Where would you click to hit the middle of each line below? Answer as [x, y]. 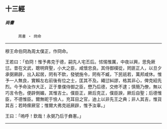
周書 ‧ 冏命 [30, 36]
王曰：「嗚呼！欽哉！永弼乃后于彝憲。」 [44, 116]
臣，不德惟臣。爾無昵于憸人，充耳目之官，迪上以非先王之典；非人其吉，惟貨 [83, 99]
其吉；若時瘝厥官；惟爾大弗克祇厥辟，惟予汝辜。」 [56, 106]
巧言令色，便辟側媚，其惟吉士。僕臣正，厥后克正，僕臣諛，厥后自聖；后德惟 [83, 93]
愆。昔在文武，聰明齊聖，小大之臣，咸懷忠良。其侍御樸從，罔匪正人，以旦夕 [83, 68]
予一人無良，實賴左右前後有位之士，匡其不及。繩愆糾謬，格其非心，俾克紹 [81, 81]
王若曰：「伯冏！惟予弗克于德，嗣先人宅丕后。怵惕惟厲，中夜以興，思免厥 [80, 62]
